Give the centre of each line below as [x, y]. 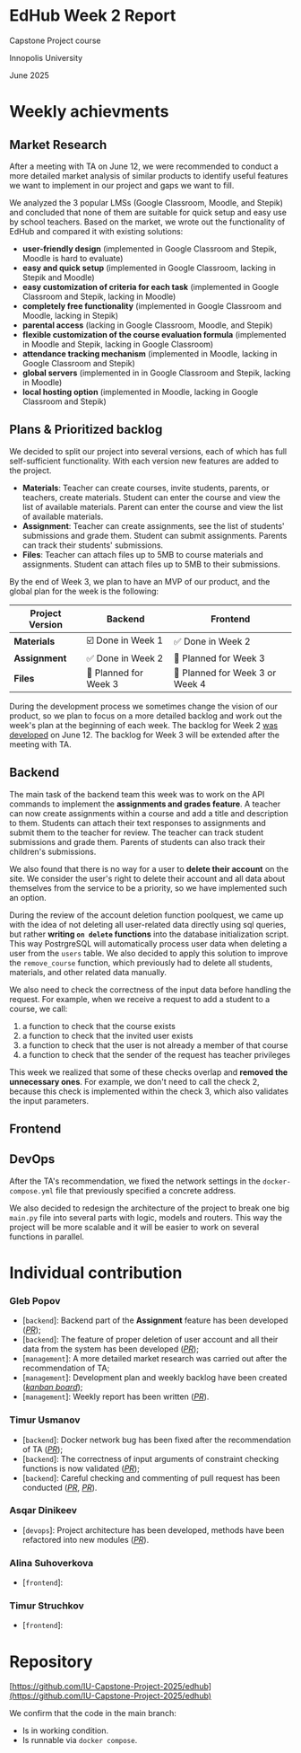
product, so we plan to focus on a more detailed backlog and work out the [146, 716]
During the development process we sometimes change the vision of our [143, 706]
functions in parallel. [47, 1237]
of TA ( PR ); [43, 1449]
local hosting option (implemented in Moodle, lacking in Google [140, 392]
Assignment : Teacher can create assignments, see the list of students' [153, 525]
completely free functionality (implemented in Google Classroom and [152, 305]
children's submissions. [53, 851]
